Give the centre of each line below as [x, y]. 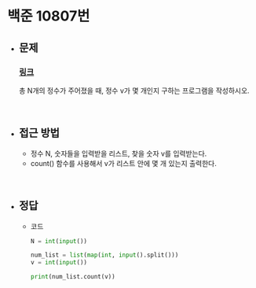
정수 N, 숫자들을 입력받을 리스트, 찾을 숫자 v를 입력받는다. [119, 153]
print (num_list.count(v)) [73, 277]
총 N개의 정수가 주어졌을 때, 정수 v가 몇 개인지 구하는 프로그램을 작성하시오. [134, 90]
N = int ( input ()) [59, 241]
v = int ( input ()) [59, 263]
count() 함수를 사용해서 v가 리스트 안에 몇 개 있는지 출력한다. [124, 163]
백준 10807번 [49, 16]
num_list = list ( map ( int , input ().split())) [104, 255]
